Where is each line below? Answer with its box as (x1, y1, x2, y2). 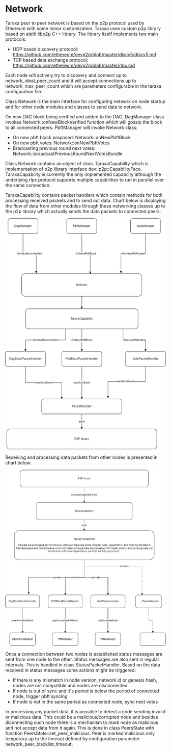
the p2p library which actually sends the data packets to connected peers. (5, 208, 161, 214)
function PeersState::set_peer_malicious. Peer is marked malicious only (5, 730, 155, 737)
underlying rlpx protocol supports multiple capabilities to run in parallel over (5, 176, 164, 183)
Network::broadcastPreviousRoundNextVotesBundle (12, 150, 123, 157)
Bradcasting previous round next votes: (12, 145, 96, 151)
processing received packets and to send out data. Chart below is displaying (5, 197, 166, 203)
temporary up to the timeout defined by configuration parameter (5, 736, 140, 742)
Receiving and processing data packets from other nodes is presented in (5, 454, 158, 460)
